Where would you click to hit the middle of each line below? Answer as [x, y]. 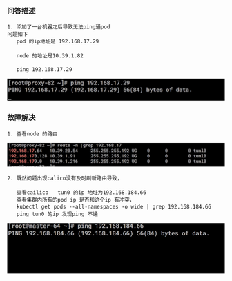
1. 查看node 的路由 [32, 134]
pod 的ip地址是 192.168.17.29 [58, 42]
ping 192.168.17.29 [44, 70]
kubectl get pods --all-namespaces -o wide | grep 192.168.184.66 [114, 207]
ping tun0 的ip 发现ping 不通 [57, 214]
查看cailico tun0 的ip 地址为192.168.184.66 [81, 193]
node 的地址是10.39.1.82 [50, 56]
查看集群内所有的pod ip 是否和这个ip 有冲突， [76, 200]
